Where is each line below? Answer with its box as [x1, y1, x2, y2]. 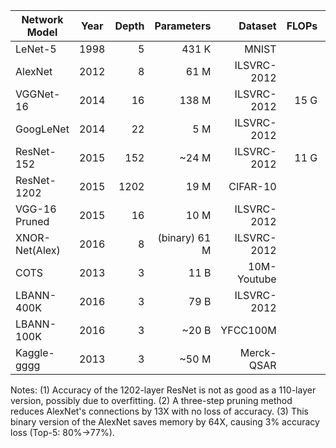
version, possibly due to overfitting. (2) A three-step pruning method [10, 395, 293, 406]
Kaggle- [15, 346, 55, 359]
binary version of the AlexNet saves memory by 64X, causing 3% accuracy [10, 416, 320, 428]
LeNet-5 [15, 42, 57, 56]
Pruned [15, 215, 50, 228]
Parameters [154, 19, 212, 33]
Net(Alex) [15, 244, 61, 257]
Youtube [237, 272, 277, 286]
